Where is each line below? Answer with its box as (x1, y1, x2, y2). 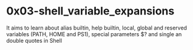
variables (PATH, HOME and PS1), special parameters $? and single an (6, 30, 182, 37)
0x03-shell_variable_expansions (6, 4, 175, 18)
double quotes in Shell (6, 37, 63, 44)
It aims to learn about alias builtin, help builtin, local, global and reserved (6, 24, 187, 31)
